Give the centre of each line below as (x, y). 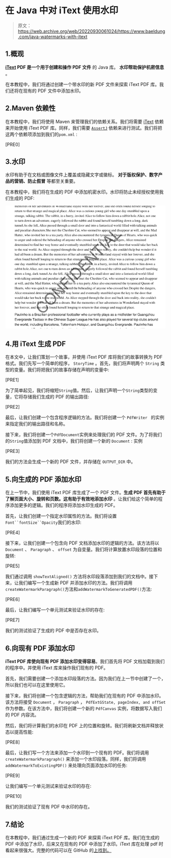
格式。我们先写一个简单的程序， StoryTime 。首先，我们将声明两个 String (82, 363)
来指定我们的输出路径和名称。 (36, 424)
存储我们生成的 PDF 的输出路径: (56, 397)
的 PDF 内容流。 (22, 715)
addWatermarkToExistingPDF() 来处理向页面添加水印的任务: (66, 765)
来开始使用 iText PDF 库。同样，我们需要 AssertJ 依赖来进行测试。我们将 (81, 128)
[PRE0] (13, 144)
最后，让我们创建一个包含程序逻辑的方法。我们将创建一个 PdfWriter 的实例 (85, 417)
